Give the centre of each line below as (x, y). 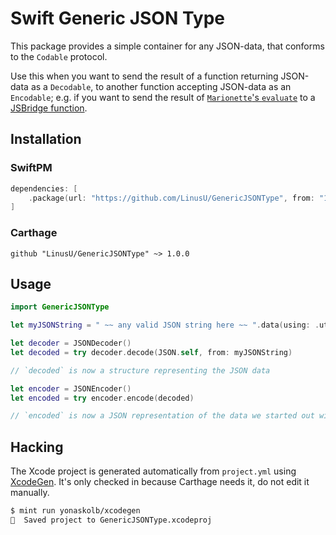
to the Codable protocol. (59, 56)
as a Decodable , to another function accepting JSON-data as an (161, 86)
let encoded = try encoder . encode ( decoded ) (102, 398)
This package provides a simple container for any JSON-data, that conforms (167, 46)
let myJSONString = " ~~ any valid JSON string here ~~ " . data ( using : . (165, 325)
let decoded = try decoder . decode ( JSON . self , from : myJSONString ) (151, 352)
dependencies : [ (44, 188)
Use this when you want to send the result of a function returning (144, 76)
